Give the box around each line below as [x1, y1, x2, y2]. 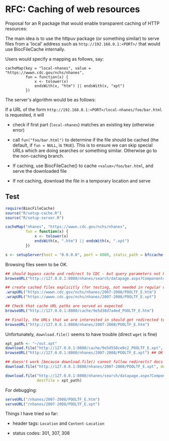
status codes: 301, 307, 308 [12, 430, 70, 436]
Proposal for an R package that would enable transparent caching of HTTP [5, 20, 160, 26]
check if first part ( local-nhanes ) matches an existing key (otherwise [12, 121, 154, 127]
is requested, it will [5, 112, 44, 118]
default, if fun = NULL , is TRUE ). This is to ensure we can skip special [12, 142, 153, 148]
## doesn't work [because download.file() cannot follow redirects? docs [5, 360, 163, 365]
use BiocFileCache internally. [5, 46, 65, 52]
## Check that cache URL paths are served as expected [5, 304, 123, 309]
